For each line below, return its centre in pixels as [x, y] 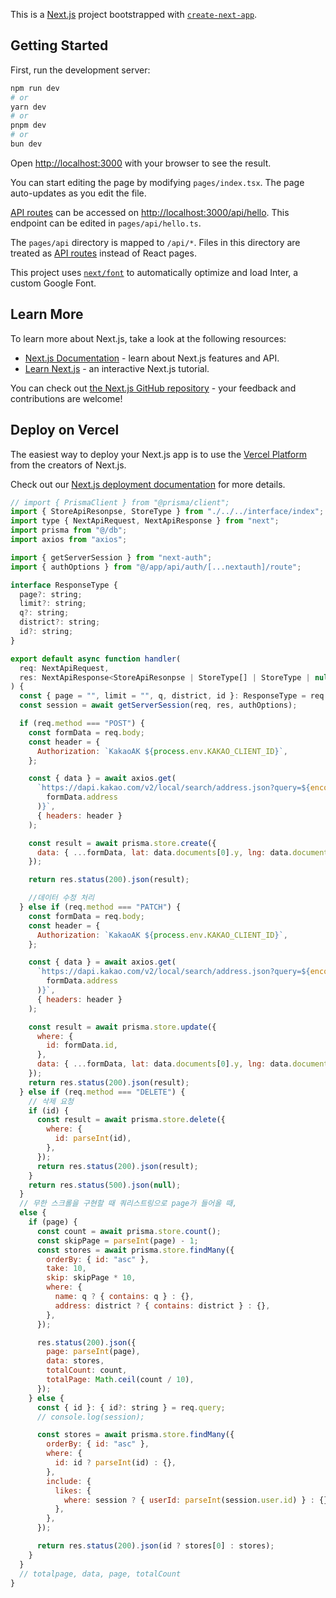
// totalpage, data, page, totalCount [100, 1574]
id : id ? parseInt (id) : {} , [115, 1463]
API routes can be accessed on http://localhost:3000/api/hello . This [150, 212]
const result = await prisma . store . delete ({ [131, 1120]
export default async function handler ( [96, 659]
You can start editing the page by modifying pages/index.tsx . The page [157, 182]
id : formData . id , [82, 1045]
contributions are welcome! [66, 398]
